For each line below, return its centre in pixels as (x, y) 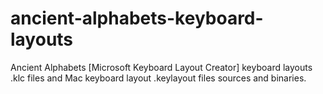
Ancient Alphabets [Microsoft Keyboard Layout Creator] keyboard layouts (161, 67)
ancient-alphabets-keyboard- (137, 18)
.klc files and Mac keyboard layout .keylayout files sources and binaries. (158, 78)
